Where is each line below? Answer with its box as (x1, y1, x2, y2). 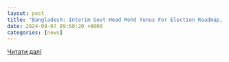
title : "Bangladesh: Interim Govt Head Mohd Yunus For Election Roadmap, (7, 16, 223, 23)
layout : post (7, 10, 45, 17)
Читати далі (7, 48, 42, 56)
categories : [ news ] (7, 29, 63, 36)
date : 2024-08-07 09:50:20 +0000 (7, 22, 103, 29)
